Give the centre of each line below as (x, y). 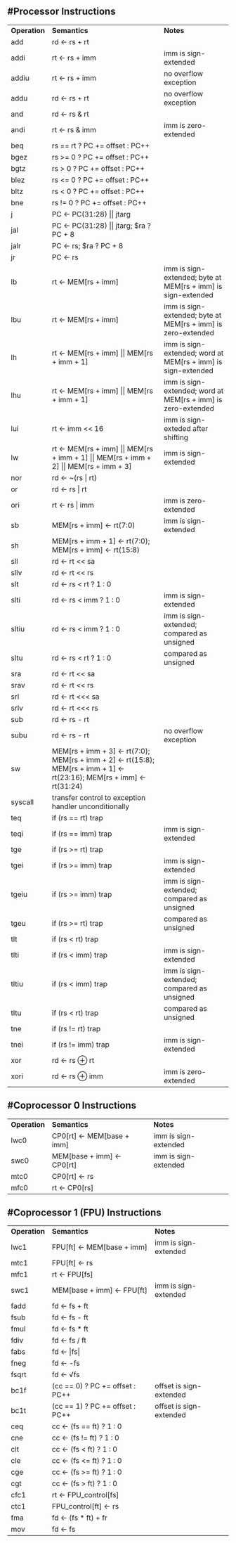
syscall (22, 802)
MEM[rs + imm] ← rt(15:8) (96, 550)
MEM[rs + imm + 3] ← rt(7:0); (101, 751)
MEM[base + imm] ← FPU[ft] (99, 1291)
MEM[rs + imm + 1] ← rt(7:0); (101, 541)
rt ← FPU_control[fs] (85, 1495)
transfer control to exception (99, 797)
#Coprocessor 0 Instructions (72, 1105)
